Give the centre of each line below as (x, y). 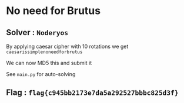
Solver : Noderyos (37, 32)
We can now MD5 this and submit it (49, 63)
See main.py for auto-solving (41, 74)
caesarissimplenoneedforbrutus (44, 52)
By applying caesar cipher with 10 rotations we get (67, 46)
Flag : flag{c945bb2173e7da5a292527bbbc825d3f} (92, 93)
